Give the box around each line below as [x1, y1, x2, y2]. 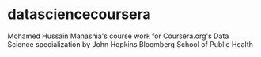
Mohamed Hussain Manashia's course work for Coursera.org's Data [7, 31, 229, 41]
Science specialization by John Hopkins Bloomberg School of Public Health [7, 39, 254, 48]
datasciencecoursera [7, 5, 151, 23]
